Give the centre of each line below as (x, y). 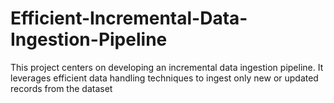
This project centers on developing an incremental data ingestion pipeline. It (167, 67)
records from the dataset (61, 88)
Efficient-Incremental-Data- (129, 18)
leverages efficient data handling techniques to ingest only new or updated (164, 78)
